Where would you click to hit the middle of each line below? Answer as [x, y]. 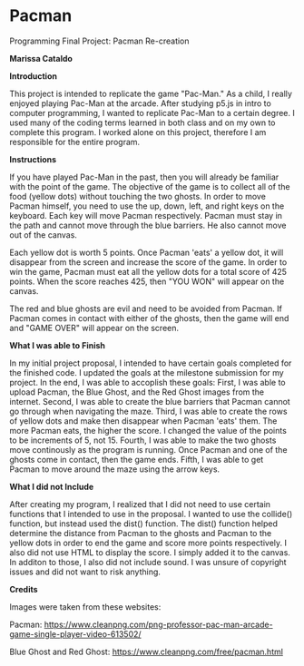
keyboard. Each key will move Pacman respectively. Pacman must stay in [146, 215]
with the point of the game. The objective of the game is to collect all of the [150, 186]
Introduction [33, 76]
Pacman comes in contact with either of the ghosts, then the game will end [149, 318]
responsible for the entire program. [75, 142]
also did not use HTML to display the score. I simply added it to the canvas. [150, 552]
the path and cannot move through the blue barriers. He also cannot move [148, 225]
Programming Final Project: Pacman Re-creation [99, 41]
